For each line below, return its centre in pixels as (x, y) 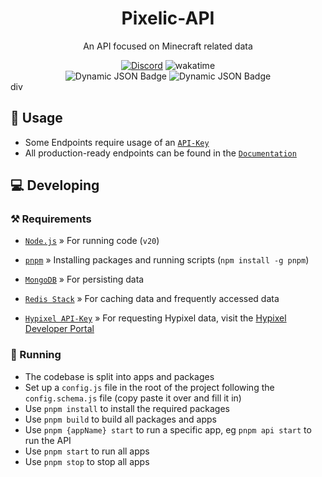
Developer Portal (59, 329)
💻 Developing (55, 185)
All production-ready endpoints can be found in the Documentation (160, 153)
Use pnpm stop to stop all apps (87, 461)
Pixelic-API (168, 18)
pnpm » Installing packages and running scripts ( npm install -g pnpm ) (167, 260)
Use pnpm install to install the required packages (127, 408)
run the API (48, 440)
